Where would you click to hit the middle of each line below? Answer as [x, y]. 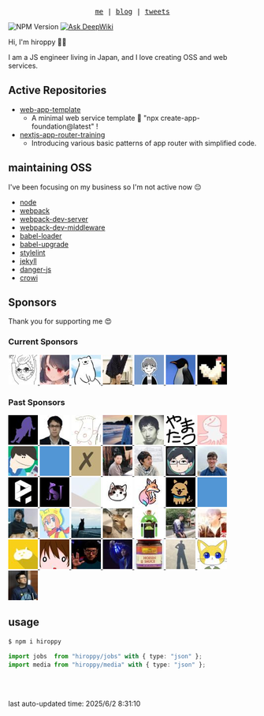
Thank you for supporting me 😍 [60, 321]
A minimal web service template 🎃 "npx [95, 118]
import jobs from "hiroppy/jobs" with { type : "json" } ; [105, 656]
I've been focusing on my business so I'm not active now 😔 [105, 187]
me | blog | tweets [132, 11]
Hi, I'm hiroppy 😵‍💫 [37, 42]
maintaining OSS [50, 168]
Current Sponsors [43, 342]
